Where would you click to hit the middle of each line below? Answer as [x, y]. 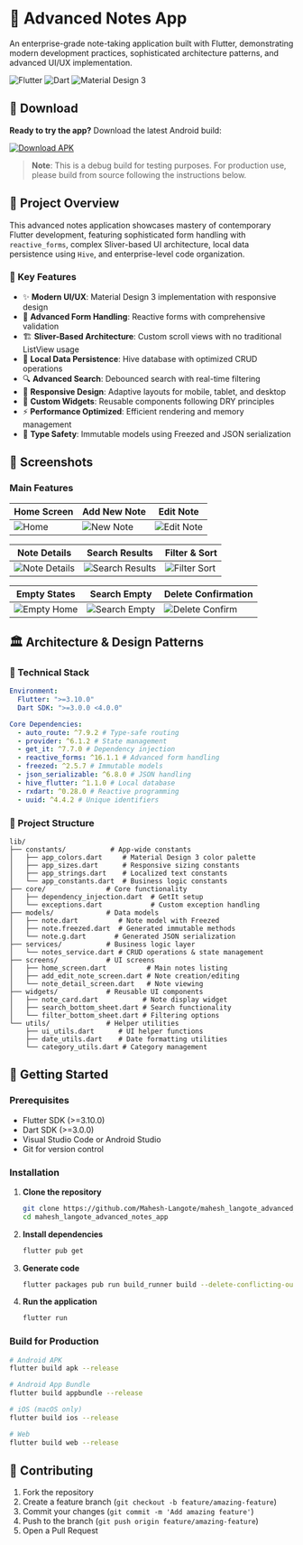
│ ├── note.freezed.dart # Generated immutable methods [123, 928]
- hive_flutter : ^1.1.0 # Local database [96, 783]
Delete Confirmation [208, 593]
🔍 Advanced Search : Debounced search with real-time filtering [141, 378]
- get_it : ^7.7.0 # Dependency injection [96, 749]
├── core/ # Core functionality [98, 889]
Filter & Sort [192, 553]
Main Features [41, 489]
